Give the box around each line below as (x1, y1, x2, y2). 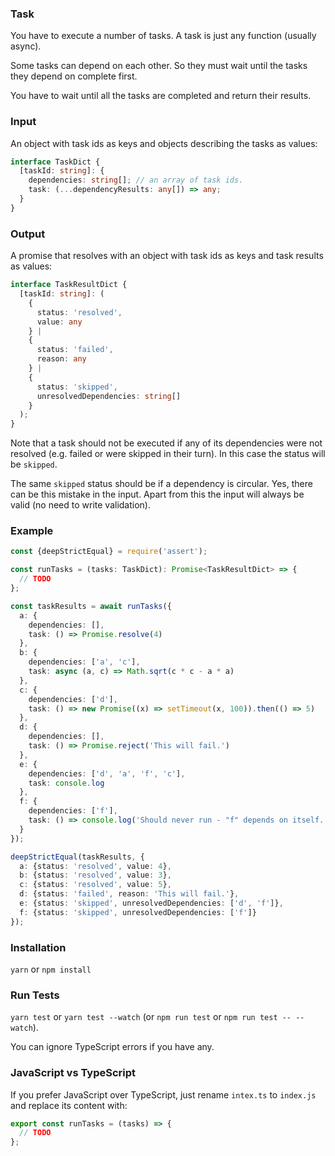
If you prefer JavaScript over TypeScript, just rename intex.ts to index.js (10, 1088, 317, 1101)
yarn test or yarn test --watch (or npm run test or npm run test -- (10, 1011, 292, 1023)
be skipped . (10, 458, 58, 471)
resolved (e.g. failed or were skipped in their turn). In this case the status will (10, 448, 326, 460)
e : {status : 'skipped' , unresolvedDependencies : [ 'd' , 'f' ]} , (19, 898, 284, 909)
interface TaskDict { (10, 157, 101, 167)
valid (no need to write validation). (10, 499, 151, 511)
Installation (10, 940, 67, 954)
